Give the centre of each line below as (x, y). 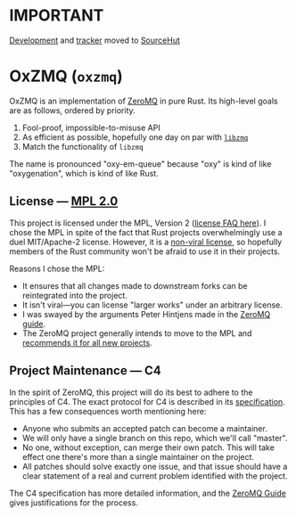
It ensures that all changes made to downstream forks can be (135, 285)
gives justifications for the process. (74, 502)
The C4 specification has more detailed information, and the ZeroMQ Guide (148, 493)
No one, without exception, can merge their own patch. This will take (148, 447)
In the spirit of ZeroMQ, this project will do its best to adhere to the (131, 392)
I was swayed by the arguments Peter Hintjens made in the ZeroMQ (146, 314)
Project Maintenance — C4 (86, 371)
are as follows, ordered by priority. (72, 110)
